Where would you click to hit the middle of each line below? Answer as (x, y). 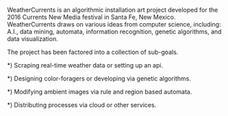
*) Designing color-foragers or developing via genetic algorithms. (99, 78)
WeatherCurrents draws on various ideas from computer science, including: (114, 24)
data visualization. (33, 39)
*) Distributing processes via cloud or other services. (82, 105)
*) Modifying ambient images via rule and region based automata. (100, 92)
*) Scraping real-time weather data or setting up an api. (85, 65)
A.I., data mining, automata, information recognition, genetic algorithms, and (114, 31)
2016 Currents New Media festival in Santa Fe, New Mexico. (91, 17)
